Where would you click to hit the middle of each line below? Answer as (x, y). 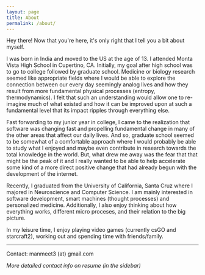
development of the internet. (42, 174)
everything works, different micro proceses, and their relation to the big (96, 212)
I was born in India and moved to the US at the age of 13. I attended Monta (100, 59)
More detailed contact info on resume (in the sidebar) (74, 266)
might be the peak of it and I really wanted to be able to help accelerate (96, 161)
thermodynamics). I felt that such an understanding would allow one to (95, 97)
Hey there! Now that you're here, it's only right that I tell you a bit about (95, 41)
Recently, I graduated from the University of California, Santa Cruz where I (100, 186)
